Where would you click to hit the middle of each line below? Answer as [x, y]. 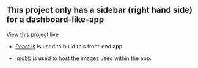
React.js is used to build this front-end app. [69, 46]
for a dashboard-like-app [55, 20]
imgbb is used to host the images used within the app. [83, 58]
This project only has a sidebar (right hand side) [99, 10]
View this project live [33, 34]
